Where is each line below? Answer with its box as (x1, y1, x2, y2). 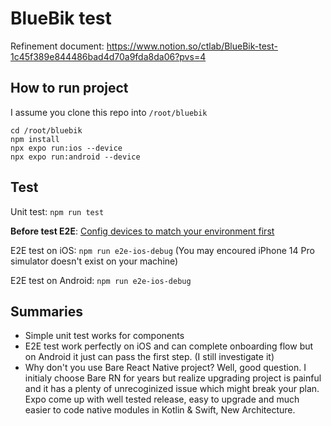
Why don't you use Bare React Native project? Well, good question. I (24, 362, 307, 374)
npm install (10, 134, 60, 144)
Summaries (10, 303, 83, 320)
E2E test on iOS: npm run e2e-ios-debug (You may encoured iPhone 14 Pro (10, 244, 315, 256)
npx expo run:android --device (10, 152, 141, 162)
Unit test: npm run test (10, 205, 105, 217)
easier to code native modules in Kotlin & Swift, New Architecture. (24, 404, 296, 416)
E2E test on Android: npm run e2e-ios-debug (10, 274, 192, 286)
